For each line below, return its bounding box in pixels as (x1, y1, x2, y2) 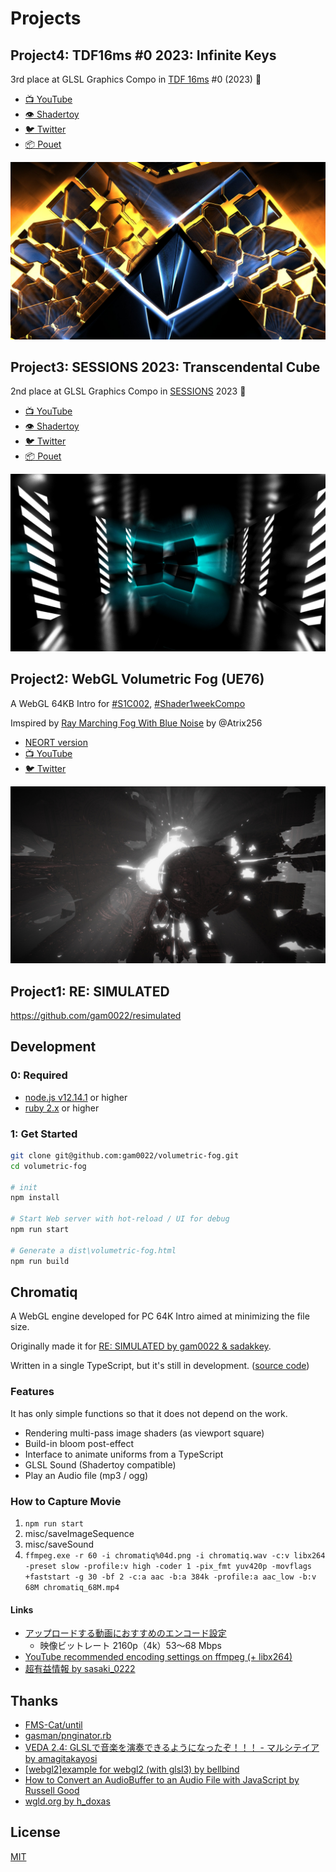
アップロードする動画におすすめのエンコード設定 (24, 1627, 227, 1639)
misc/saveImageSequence (24, 1527, 135, 1539)
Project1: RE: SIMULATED (10, 983, 170, 1000)
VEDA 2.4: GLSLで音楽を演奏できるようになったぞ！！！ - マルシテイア (24, 1741, 320, 1753)
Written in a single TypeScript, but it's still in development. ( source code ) (10, 1360, 310, 1372)
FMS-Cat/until (24, 1718, 83, 1731)
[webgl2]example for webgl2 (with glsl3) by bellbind (24, 1763, 240, 1775)
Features (10, 1385, 55, 1399)
